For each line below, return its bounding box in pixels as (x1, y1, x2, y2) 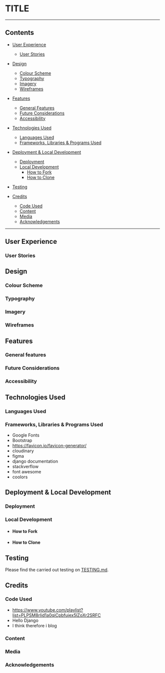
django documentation (12, 458, 58, 464)
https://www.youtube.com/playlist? (12, 607, 83, 613)
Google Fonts (12, 432, 40, 438)
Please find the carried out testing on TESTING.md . (5, 567, 109, 573)
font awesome (12, 468, 42, 474)
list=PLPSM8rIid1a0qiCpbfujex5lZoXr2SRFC (12, 612, 101, 618)
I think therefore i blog (12, 622, 57, 628)
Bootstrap (12, 437, 32, 443)
